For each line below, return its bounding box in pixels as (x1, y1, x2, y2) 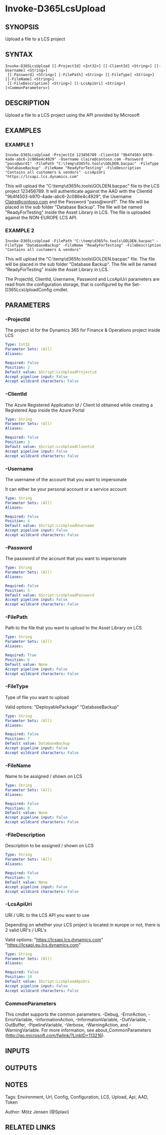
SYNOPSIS (5, 23, 39, 31)
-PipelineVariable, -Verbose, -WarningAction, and (27, 1022, 128, 1028)
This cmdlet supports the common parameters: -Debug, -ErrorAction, (5, 1011, 148, 1017)
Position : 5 (5, 588, 30, 593)
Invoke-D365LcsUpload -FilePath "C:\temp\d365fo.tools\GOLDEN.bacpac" (5, 238, 155, 244)
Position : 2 (5, 365, 30, 370)
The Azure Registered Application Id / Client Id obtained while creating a (5, 402, 153, 408)
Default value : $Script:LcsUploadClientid (5, 444, 94, 449)
